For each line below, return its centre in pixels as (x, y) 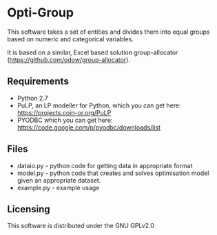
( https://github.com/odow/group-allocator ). (69, 59)
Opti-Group (41, 13)
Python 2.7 (32, 98)
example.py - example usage (58, 187)
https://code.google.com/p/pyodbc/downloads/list (89, 127)
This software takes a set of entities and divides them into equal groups (108, 32)
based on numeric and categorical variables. (71, 39)
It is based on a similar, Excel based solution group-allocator (93, 52)
